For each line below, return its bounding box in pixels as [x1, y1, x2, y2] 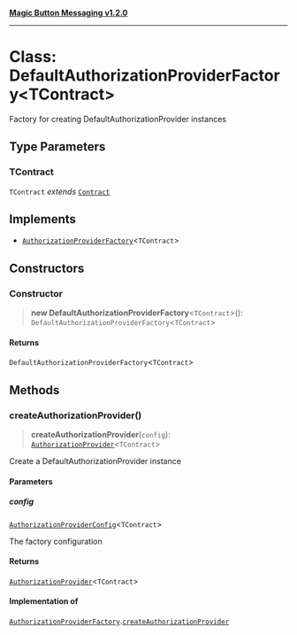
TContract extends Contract [9, 186, 110, 197]
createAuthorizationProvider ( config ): [30, 430, 171, 440]
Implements [9, 212, 77, 227]
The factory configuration [9, 536, 103, 546]
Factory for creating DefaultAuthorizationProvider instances [9, 113, 227, 124]
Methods [9, 383, 60, 398]
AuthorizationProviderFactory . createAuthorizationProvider [9, 616, 230, 626]
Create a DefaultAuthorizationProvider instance [9, 456, 181, 467]
